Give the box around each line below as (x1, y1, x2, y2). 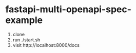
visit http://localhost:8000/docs (12, 42, 80, 48)
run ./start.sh (12, 37, 41, 43)
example (5, 14, 43, 26)
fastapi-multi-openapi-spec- (5, 4, 132, 15)
